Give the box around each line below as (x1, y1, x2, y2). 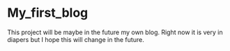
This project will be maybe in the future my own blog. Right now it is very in (7, 28, 223, 36)
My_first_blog (7, 5, 89, 21)
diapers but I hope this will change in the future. (7, 35, 144, 43)
